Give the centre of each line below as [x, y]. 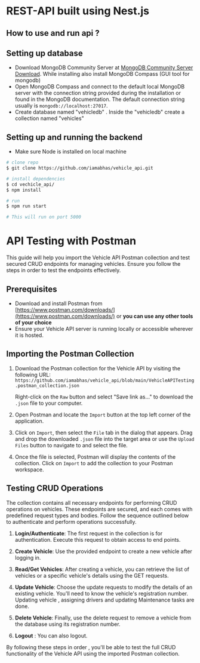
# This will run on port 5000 [44, 217]
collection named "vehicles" [50, 118]
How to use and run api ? [53, 33]
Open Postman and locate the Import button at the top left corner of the [103, 415]
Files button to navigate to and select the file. [71, 445]
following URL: [33, 375]
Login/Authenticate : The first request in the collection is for [89, 533]
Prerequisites [32, 289]
